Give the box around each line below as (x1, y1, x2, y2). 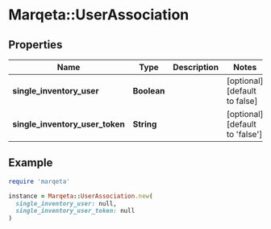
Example (8, 156, 53, 170)
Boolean (132, 85, 165, 96)
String (132, 119, 157, 130)
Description (173, 62, 219, 73)
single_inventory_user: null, (15, 199, 117, 207)
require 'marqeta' (8, 177, 70, 185)
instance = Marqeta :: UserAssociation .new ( (8, 192, 153, 200)
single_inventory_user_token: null (15, 207, 135, 215)
